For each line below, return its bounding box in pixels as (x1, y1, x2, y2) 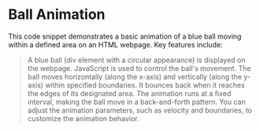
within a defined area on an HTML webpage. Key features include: (8, 39, 223, 49)
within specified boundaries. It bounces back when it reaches (45, 80, 246, 90)
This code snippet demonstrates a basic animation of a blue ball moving (8, 32, 242, 41)
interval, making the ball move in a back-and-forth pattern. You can (27, 97, 246, 106)
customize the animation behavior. (27, 113, 139, 123)
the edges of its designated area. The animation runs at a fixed (27, 88, 232, 98)
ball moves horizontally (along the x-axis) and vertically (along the (27, 72, 243, 81)
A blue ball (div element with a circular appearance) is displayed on (27, 55, 246, 65)
